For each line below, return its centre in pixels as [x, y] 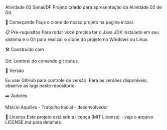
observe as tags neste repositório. [41, 85]
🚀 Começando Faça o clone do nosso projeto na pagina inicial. [70, 22]
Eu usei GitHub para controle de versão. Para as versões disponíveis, [76, 80]
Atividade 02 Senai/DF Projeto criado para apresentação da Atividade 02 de [83, 7]
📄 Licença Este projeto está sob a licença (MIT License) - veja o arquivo [79, 117]
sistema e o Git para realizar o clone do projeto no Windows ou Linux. [77, 39]
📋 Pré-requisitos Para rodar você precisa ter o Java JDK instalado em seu [82, 32]
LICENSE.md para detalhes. [34, 122]
